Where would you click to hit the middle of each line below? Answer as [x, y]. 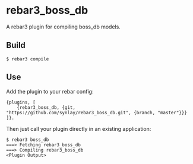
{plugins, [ [21, 102]
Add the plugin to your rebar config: [50, 91]
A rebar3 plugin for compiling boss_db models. [63, 27]
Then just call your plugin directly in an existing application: [79, 128]
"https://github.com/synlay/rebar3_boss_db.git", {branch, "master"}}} [96, 112]
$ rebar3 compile [28, 59]
